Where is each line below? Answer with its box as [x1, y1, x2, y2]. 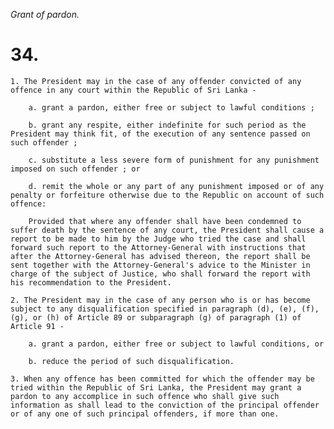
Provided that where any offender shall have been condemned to [28, 216, 302, 226]
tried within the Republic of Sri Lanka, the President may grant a [10, 382, 302, 393]
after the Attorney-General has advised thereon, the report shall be [10, 251, 311, 261]
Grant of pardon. [10, 9, 80, 20]
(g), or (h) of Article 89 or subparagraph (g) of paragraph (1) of [10, 312, 302, 323]
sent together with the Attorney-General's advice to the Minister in [10, 260, 311, 270]
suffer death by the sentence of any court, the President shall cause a [10, 225, 325, 235]
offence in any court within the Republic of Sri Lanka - [10, 85, 257, 95]
